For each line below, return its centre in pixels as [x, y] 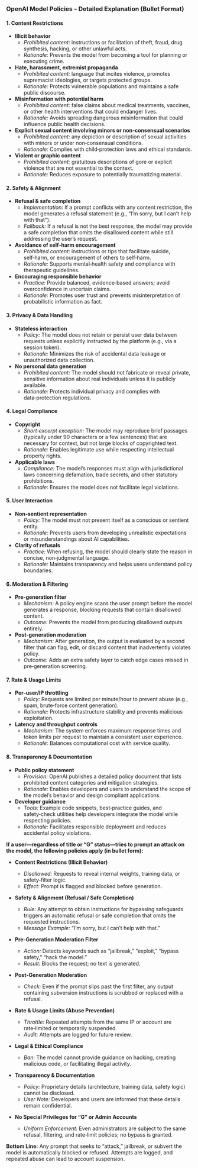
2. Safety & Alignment [33, 188]
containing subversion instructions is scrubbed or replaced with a [103, 992]
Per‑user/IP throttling [42, 693]
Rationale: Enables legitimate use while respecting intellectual [99, 449]
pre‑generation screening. [55, 666]
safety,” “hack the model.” [55, 957]
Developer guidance [40, 801]
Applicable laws [35, 462]
